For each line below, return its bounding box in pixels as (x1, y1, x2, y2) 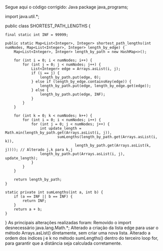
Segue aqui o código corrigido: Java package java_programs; (5, 4, 128, 10)
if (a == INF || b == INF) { (14, 194, 73, 199)
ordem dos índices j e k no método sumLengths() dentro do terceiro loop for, (5, 235, 159, 241)
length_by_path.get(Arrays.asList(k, (74, 143, 151, 148)
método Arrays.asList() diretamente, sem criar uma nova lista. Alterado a (5, 230, 151, 235)
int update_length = (39, 126, 82, 131)
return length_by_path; (14, 177, 62, 182)
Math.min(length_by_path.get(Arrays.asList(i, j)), (5, 130, 112, 135)
